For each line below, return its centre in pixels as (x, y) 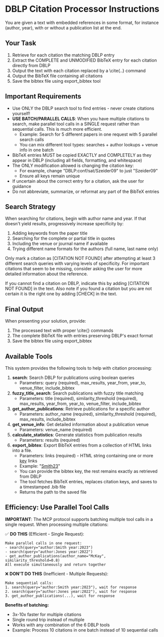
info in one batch (36, 150)
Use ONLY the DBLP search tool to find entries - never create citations (83, 108)
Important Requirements (43, 96)
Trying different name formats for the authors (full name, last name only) (85, 249)
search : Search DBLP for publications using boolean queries (73, 377)
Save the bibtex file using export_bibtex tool (56, 81)
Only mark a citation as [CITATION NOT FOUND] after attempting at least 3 (80, 259)
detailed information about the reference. (47, 274)
